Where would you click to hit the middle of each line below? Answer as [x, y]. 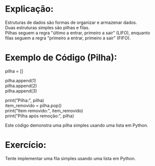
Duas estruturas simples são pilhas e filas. [47, 27]
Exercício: [26, 145]
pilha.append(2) [21, 86]
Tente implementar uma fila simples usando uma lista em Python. [70, 158]
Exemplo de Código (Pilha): [61, 58]
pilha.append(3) [21, 91]
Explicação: [29, 9]
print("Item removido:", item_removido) [44, 111]
